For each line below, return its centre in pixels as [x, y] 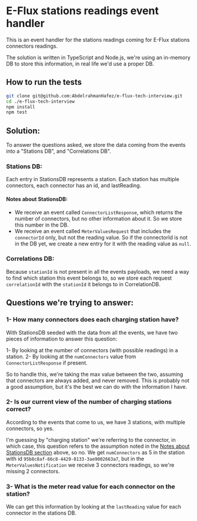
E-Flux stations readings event [82, 11]
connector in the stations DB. [41, 513]
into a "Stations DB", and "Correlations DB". [59, 151]
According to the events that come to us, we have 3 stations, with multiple [96, 422]
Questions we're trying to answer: [70, 303]
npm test [17, 112]
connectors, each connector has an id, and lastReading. [74, 186]
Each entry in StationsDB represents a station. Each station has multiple [93, 179]
